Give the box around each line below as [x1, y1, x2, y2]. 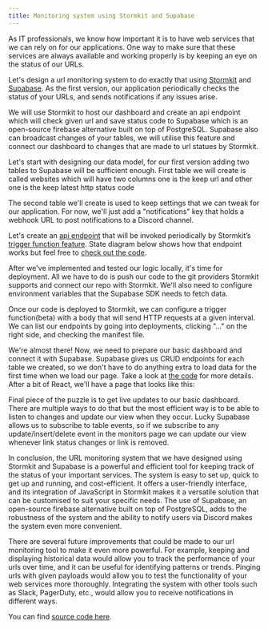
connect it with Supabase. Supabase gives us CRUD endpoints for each [8, 353, 245, 363]
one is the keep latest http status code [8, 182, 134, 192]
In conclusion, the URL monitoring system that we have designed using [8, 453, 242, 462]
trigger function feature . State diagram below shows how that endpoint [8, 239, 242, 248]
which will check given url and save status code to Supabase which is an [8, 115, 249, 125]
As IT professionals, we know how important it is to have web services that [8, 34, 255, 43]
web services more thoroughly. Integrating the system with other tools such [8, 579, 258, 589]
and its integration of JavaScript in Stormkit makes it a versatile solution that [8, 486, 259, 497]
